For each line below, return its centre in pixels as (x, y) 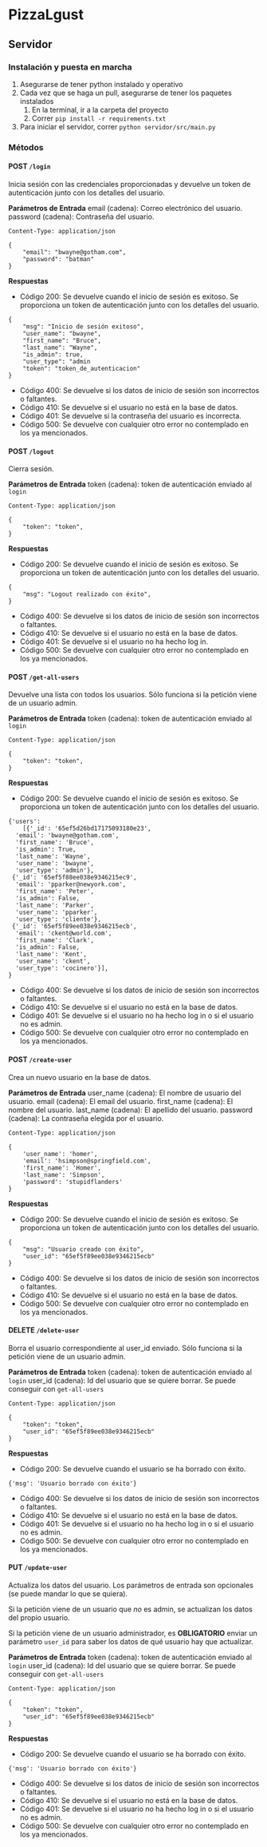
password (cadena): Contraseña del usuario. (81, 216)
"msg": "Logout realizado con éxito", (87, 594)
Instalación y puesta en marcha (70, 67)
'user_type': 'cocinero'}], (62, 968)
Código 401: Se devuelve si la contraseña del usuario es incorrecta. (130, 416)
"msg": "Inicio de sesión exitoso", (84, 327)
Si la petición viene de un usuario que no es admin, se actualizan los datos (130, 1609)
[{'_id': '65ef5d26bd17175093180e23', (87, 828)
